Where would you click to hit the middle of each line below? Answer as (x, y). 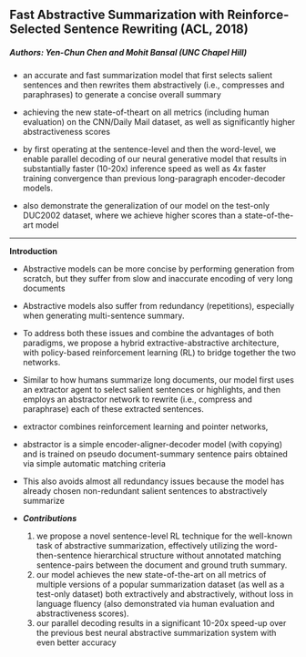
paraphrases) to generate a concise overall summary (122, 95)
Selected (36, 30)
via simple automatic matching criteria (94, 464)
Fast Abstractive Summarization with (117, 15)
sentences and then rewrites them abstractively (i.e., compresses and (153, 85)
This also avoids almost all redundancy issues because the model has (153, 481)
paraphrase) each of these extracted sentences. (113, 409)
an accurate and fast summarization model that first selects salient (148, 76)
